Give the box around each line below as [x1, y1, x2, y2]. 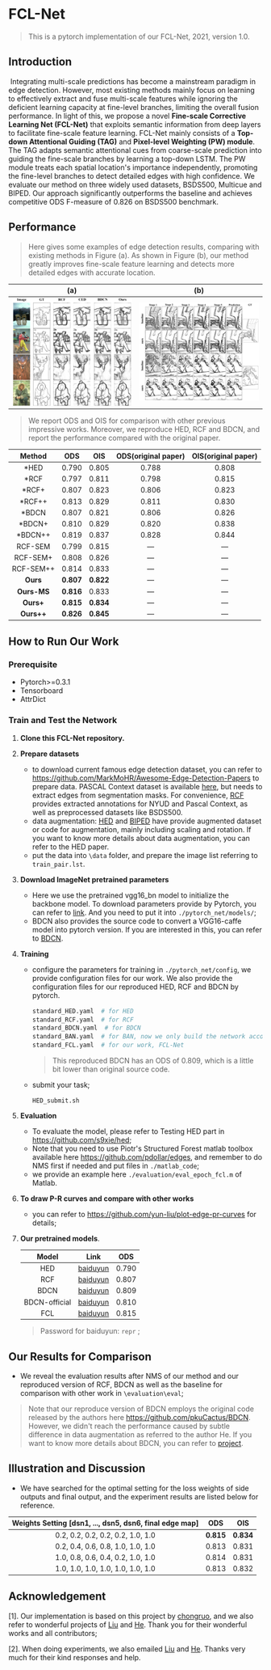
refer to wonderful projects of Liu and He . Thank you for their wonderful [8, 1619, 248, 1630]
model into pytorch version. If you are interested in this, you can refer [31, 924, 262, 934]
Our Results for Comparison [8, 1350, 152, 1363]
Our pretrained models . [19, 1234, 100, 1243]
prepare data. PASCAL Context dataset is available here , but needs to [31, 781, 263, 791]
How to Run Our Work [8, 635, 119, 649]
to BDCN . [31, 933, 64, 943]
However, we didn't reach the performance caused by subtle [27, 1421, 230, 1431]
